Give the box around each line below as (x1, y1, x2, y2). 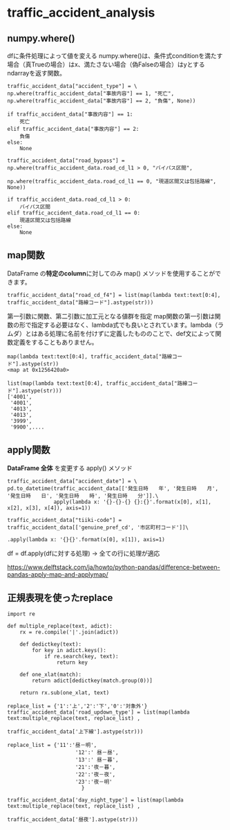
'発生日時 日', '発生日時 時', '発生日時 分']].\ (7, 492, 159, 499)
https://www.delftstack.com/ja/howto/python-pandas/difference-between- (7, 563, 220, 571)
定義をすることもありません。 (12, 338, 98, 346)
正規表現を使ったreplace (7, 592, 113, 604)
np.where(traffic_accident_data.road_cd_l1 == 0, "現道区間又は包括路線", (7, 178, 217, 185)
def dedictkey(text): (19, 641, 82, 648)
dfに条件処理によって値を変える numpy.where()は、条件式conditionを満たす (7, 52, 223, 60)
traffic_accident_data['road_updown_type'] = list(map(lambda (7, 709, 190, 716)
